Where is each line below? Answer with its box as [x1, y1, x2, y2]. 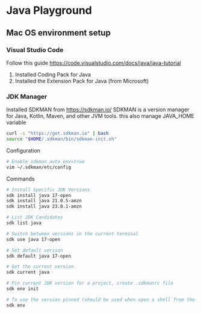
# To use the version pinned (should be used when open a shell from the [6, 296, 196, 303]
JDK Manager [6, 92, 48, 101]
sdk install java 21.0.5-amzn [6, 198, 82, 204]
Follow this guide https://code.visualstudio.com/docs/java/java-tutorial [6, 59, 182, 66]
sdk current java [6, 269, 50, 276]
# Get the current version [6, 264, 74, 270]
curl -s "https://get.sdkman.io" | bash [6, 131, 110, 137]
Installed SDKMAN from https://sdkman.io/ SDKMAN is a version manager [6, 106, 190, 113]
